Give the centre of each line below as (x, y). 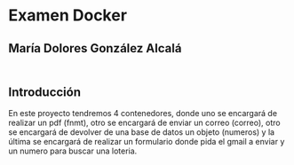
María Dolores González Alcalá (95, 48)
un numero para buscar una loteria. (73, 151)
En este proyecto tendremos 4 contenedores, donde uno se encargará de (143, 114)
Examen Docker (68, 16)
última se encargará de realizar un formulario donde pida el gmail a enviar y (147, 142)
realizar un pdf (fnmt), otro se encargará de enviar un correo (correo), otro (144, 123)
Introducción (45, 92)
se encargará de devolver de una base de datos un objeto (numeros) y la (142, 132)
